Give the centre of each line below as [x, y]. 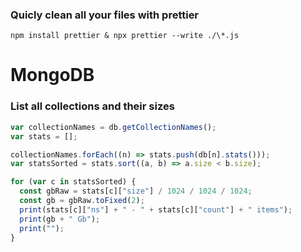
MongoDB [52, 75]
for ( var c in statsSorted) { [73, 182]
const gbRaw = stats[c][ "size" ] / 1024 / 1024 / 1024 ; [136, 191]
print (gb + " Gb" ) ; [60, 219]
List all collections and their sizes [92, 106]
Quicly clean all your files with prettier [105, 15]
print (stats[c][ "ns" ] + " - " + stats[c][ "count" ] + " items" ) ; [156, 209]
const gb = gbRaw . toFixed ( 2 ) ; [82, 201]
